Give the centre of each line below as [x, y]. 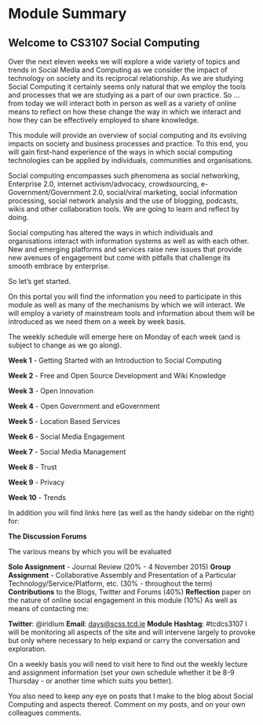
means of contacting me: [48, 609]
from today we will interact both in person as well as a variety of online [122, 103]
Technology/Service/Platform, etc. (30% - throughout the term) [111, 583]
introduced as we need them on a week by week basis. [97, 322]
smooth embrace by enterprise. [59, 266]
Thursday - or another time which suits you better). [91, 681]
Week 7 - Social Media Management [67, 452]
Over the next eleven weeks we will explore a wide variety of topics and [124, 61]
